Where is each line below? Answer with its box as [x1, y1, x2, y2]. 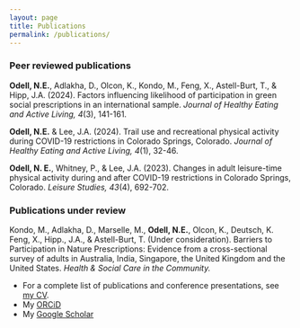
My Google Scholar [22, 308, 94, 319]
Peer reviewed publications [9, 59, 132, 72]
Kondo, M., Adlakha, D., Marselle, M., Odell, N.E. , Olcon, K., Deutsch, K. [9, 224, 274, 235]
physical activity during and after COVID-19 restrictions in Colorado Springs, [9, 172, 292, 182]
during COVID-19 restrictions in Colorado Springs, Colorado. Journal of [9, 136, 273, 146]
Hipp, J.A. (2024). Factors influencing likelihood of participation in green [9, 89, 277, 100]
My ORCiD [22, 298, 61, 310]
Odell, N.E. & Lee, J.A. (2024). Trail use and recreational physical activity [9, 126, 279, 137]
